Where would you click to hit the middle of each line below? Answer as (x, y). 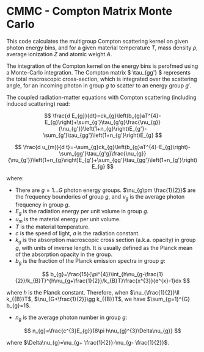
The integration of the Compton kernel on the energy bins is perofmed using (102, 66)
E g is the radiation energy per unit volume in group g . (82, 212)
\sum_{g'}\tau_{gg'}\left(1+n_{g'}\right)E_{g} (98, 135)
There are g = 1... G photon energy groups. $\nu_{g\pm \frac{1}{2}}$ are (105, 190)
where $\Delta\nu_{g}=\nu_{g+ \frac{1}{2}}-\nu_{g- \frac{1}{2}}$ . (88, 342)
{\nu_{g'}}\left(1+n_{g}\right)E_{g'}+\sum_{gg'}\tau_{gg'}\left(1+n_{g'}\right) (103, 159)
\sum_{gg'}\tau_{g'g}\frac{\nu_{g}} (103, 153)
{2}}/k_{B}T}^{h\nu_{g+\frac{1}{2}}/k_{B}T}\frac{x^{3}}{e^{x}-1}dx (98, 280)
